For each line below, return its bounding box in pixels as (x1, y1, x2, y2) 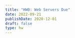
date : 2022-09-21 (5, 12, 41, 17)
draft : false (5, 21, 32, 26)
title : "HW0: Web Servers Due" (5, 7, 70, 12)
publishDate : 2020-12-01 (5, 16, 57, 21)
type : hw (5, 26, 23, 31)
